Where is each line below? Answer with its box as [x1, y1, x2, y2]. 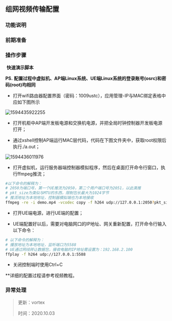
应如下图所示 [12, 99, 40, 105]
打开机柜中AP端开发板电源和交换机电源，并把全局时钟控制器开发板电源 [12, 119, 163, 126]
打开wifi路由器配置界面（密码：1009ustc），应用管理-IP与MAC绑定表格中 [12, 92, 166, 98]
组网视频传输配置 [5, 5, 59, 14]
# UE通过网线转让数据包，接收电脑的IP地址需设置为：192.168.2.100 [5, 247, 133, 252]
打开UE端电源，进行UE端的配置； [12, 210, 83, 216]
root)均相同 [11, 82, 36, 88]
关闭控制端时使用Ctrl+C [12, 262, 63, 268]
